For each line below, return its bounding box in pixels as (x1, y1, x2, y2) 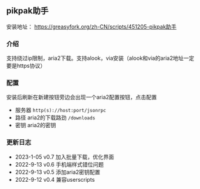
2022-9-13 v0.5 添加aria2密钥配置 (15, 168, 101, 176)
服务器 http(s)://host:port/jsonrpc (15, 107, 107, 114)
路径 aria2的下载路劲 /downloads (15, 114, 96, 121)
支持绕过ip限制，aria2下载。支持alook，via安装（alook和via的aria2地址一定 (6, 55, 195, 62)
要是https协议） (6, 62, 46, 70)
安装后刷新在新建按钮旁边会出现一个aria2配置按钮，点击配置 (6, 93, 158, 101)
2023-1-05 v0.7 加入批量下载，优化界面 (15, 153, 115, 161)
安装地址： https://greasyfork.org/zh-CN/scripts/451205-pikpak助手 (6, 23, 177, 30)
